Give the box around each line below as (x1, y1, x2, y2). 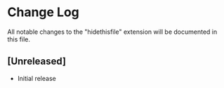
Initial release (17, 74, 56, 82)
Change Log (7, 4, 79, 20)
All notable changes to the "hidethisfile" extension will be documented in (7, 27, 218, 36)
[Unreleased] (7, 56, 67, 68)
